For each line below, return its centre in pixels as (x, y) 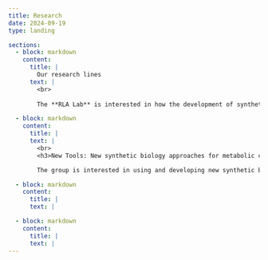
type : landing (32, 30)
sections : (25, 45)
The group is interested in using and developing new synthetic (146, 170)
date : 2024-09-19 (37, 23)
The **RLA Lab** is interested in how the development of (135, 104)
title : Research (35, 16)
